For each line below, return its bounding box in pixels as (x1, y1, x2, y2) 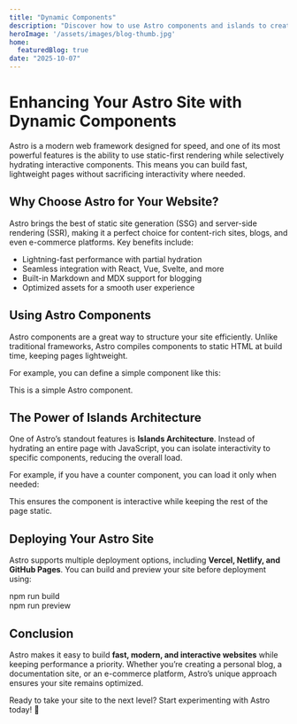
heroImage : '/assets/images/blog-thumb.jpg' (9, 29, 176, 38)
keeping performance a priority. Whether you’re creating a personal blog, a (9, 659, 283, 669)
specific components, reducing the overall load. (9, 453, 183, 463)
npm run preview (9, 600, 71, 611)
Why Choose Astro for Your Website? (9, 194, 219, 209)
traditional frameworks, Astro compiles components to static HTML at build (9, 340, 283, 351)
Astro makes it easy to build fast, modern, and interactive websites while (9, 650, 278, 660)
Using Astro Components (9, 308, 152, 323)
